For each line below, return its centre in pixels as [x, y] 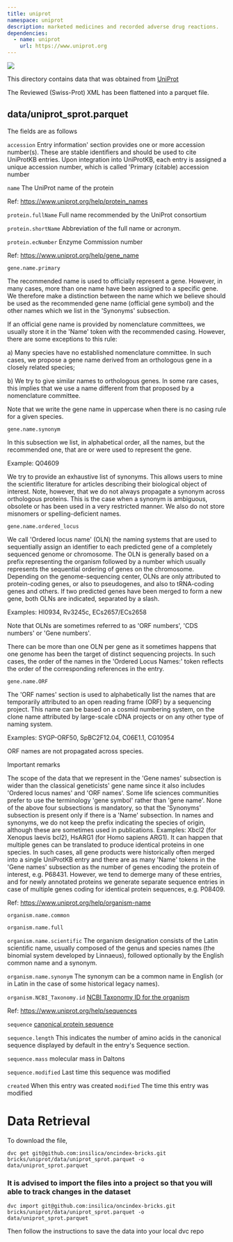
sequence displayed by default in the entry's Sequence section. [98, 1045]
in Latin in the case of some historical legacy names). [83, 983]
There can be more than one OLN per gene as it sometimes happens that [112, 646]
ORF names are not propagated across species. [75, 751]
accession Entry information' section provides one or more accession [106, 144]
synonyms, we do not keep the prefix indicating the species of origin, [106, 822]
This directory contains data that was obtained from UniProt [93, 79]
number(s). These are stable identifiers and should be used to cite [102, 152]
